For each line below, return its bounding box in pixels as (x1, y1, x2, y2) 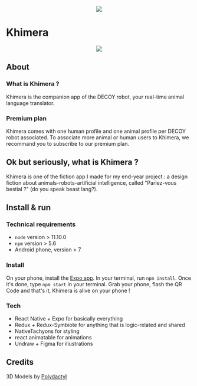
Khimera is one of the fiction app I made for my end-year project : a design (6, 173, 188, 180)
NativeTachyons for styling (14, 328, 80, 335)
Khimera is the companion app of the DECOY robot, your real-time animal (6, 93, 185, 100)
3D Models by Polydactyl (6, 372, 67, 380)
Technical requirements (6, 220, 76, 228)
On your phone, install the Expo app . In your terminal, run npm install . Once (6, 274, 192, 282)
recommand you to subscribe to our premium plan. (6, 140, 130, 147)
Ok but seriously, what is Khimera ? (6, 157, 139, 168)
